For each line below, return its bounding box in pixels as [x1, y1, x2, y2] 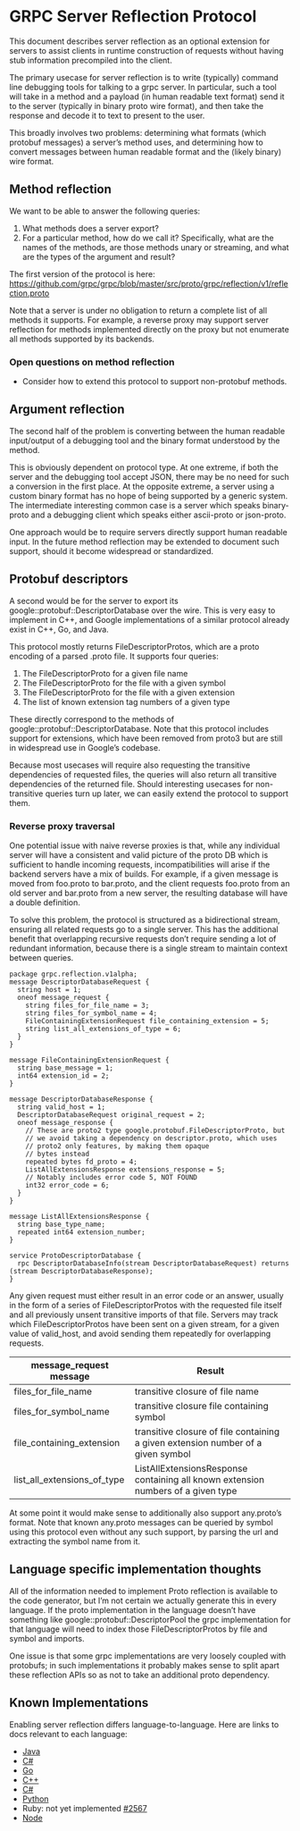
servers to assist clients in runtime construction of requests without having [9, 45, 284, 55]
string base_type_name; [17, 1220, 105, 1229]
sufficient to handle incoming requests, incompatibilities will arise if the [9, 859, 271, 869]
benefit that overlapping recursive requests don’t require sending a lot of [9, 933, 277, 944]
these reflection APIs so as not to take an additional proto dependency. [9, 1669, 271, 1680]
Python [21, 1793, 49, 1804]
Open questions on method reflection [9, 356, 175, 368]
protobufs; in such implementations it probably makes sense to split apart [9, 1659, 279, 1670]
